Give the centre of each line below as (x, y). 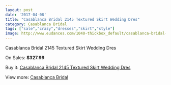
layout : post (19, 10)
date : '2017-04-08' (26, 15)
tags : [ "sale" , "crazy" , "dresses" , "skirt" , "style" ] (60, 29)
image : (12, 33)
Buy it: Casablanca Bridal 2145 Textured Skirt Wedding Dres (68, 67)
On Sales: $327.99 (25, 58)
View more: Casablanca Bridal (37, 77)
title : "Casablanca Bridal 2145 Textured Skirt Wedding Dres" (73, 19)
